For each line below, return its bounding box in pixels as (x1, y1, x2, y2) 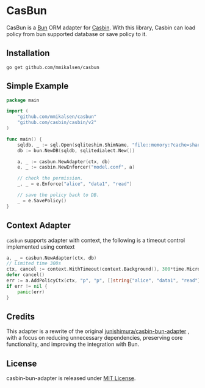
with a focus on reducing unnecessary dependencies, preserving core (6, 334, 183, 342)
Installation (6, 48, 50, 59)
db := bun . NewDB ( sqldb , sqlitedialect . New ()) (17, 147, 135, 153)
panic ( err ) (17, 288, 45, 295)
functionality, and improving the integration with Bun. (6, 340, 140, 348)
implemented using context (6, 243, 75, 251)
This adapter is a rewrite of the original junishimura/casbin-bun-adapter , (6, 328, 190, 335)
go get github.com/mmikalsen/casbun (6, 64, 99, 70)
